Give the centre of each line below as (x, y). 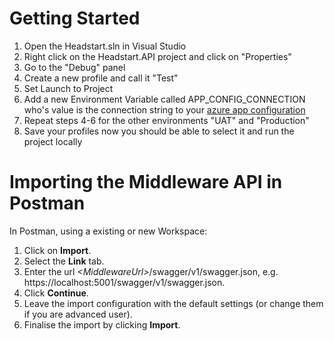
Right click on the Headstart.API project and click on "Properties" (157, 56)
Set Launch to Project (68, 88)
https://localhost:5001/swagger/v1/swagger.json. (124, 282)
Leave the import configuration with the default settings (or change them (173, 303)
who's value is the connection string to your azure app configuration (164, 109)
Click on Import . (57, 250)
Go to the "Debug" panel (74, 67)
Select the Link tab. (64, 261)
